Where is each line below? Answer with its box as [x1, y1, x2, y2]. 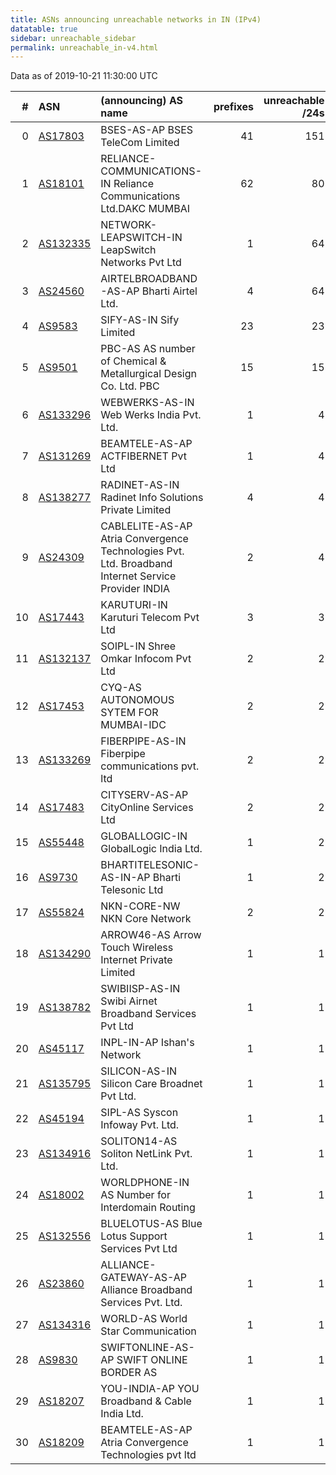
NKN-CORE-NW [100, 899, 181, 913]
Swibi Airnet [100, 994, 158, 1008]
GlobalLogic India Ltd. [100, 842, 203, 856]
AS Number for [100, 1188, 171, 1202]
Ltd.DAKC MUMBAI [100, 202, 191, 216]
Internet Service [100, 569, 177, 583]
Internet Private [100, 953, 173, 967]
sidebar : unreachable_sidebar [10, 33, 137, 43]
